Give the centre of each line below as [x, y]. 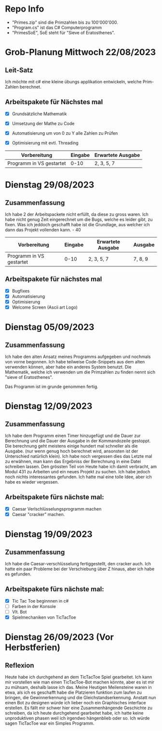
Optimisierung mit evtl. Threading [45, 143]
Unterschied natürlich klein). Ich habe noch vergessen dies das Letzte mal [79, 456]
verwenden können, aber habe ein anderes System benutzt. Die [68, 367]
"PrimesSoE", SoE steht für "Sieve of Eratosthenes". [63, 32]
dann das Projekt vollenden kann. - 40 [43, 230]
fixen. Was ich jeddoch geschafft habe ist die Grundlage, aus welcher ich [78, 225]
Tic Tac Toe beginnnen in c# [40, 601]
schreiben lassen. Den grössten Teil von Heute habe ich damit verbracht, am [81, 467]
